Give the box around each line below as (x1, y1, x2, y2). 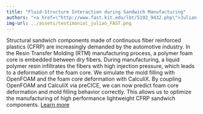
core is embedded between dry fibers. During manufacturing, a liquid (6, 56, 180, 64)
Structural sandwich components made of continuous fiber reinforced (6, 37, 181, 44)
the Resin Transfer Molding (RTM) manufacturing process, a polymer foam (6, 50, 193, 57)
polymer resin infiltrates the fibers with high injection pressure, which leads (6, 62, 195, 70)
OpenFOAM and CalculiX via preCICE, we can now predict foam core (6, 82, 179, 89)
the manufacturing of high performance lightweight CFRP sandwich (6, 95, 176, 102)
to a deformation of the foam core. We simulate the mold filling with (6, 69, 175, 76)
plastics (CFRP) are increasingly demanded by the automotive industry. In (6, 43, 190, 50)
